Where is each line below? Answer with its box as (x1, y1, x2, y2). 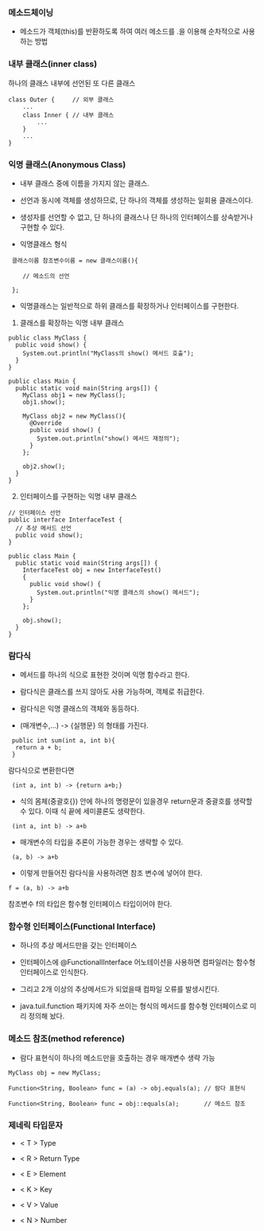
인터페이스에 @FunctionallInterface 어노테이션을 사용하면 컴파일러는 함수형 (19, 958, 256, 967)
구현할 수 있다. (19, 222, 65, 232)
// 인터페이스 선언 (8, 509, 61, 517)
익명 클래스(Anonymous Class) (8, 159, 126, 170)
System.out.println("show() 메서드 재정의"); (37, 435, 181, 442)
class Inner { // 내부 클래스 (22, 111, 115, 119)
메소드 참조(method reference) (8, 1033, 126, 1044)
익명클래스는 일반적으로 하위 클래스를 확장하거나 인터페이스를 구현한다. (19, 301, 239, 310)
